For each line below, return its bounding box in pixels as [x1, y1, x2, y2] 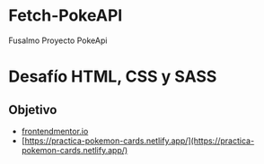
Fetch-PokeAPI [8, 5, 123, 26]
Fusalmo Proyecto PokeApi [8, 35, 108, 46]
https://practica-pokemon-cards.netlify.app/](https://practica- [24, 135, 255, 146]
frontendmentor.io [21, 125, 89, 136]
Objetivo [8, 102, 57, 117]
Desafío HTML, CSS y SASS [8, 66, 217, 87]
